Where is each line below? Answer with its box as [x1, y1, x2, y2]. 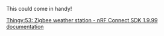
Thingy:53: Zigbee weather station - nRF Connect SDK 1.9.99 [6, 17, 158, 23]
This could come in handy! [6, 5, 72, 12]
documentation [6, 23, 44, 30]
